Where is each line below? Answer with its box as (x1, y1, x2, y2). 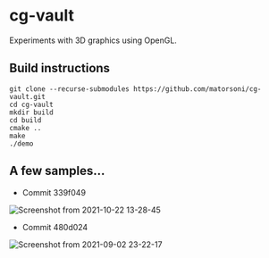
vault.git (9, 92, 46, 101)
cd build (9, 115, 42, 125)
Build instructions (9, 61, 110, 76)
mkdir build (9, 108, 54, 117)
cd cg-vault (9, 100, 54, 109)
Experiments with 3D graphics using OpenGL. (9, 35, 177, 46)
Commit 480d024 (21, 221, 88, 232)
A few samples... (9, 163, 105, 179)
